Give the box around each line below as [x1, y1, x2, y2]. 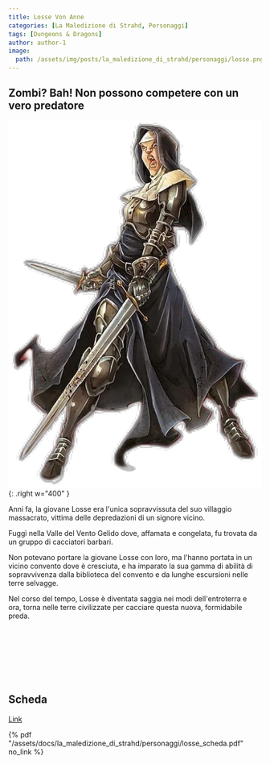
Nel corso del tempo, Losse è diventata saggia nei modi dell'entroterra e [8, 593, 247, 604]
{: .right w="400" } [8, 488, 70, 498]
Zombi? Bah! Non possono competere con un [8, 86, 239, 100]
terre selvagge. [8, 578, 59, 588]
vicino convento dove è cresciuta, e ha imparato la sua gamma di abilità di [8, 561, 253, 571]
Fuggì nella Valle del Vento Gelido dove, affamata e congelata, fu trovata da [8, 528, 258, 538]
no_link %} [8, 746, 44, 757]
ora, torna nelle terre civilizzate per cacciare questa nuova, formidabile [8, 602, 243, 612]
